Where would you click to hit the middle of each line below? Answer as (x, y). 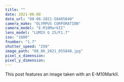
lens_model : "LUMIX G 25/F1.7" (37, 33)
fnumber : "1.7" (21, 42)
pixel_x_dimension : (25, 56)
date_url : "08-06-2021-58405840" (40, 19)
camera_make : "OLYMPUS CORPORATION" (43, 23)
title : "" (15, 10)
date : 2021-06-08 (23, 14)
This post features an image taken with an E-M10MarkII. (62, 74)
